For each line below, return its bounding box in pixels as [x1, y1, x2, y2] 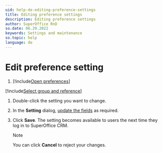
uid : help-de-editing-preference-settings [5, 7, 96, 13]
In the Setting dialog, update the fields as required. [12, 107, 119, 113]
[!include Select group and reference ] [5, 88, 82, 94]
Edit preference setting [5, 61, 104, 73]
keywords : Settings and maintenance [5, 31, 82, 36]
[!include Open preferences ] [12, 78, 71, 84]
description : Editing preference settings [5, 17, 96, 22]
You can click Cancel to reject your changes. [12, 141, 106, 148]
